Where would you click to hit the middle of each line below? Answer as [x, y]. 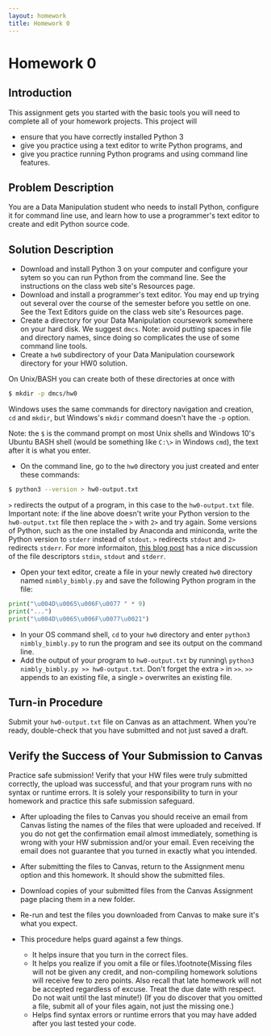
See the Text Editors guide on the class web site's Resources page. [131, 312]
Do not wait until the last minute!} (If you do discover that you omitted [147, 998]
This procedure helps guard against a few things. [102, 939]
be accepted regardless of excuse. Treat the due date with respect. [144, 989]
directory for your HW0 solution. [74, 363]
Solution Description [61, 250]
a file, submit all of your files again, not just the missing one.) [133, 1006]
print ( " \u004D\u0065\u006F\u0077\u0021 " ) [79, 619]
